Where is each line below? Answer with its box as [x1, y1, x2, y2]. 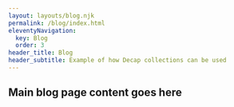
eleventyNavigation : [8, 26, 77, 34]
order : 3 [15, 42, 45, 50]
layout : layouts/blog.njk [8, 11, 94, 20]
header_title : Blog [8, 49, 73, 57]
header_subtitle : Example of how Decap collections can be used [8, 57, 227, 65]
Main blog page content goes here [8, 85, 182, 100]
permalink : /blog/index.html [8, 19, 105, 27]
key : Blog [15, 34, 48, 42]
